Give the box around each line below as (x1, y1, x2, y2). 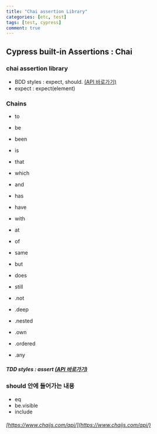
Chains (6, 99, 27, 107)
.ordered (14, 340, 36, 347)
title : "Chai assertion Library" (6, 8, 88, 15)
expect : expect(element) (14, 84, 76, 91)
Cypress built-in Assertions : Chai (6, 46, 133, 56)
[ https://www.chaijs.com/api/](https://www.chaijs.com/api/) (6, 422, 151, 429)
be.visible (14, 402, 38, 409)
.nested (14, 317, 33, 324)
